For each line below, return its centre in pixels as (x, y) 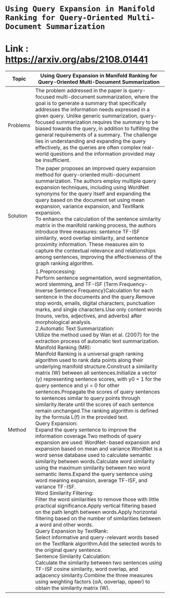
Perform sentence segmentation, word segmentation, (99, 278)
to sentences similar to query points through (88, 398)
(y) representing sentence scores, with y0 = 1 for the (98, 379)
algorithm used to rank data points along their (89, 360)
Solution (18, 216)
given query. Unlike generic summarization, (87, 116)
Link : (17, 49)
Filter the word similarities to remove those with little (97, 499)
